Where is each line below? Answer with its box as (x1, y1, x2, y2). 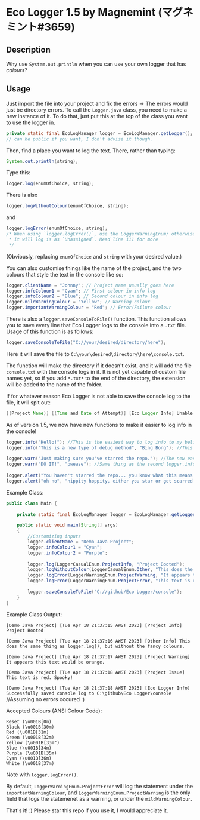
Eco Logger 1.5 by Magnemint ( (6, 5, 162, 19)
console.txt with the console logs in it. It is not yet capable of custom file (6, 368, 186, 375)
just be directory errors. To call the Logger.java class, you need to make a (6, 106, 187, 113)
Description (6, 44, 51, 54)
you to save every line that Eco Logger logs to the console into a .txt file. (6, 322, 186, 329)
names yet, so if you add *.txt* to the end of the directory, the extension (6, 374, 186, 382)
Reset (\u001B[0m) (6, 718, 52, 724)
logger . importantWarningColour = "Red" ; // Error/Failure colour (6, 305, 171, 311)
